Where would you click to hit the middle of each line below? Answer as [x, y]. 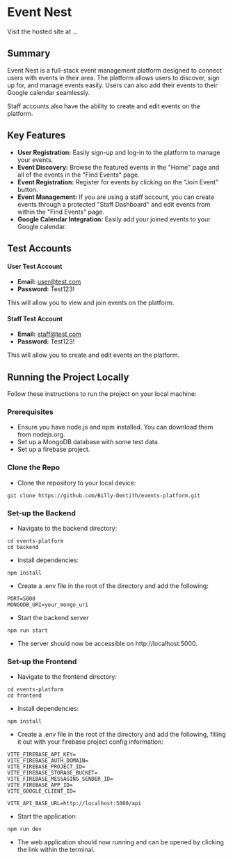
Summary [29, 53]
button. [27, 189]
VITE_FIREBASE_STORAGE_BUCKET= [53, 773]
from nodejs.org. [41, 434]
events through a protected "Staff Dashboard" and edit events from [114, 204]
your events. [35, 160]
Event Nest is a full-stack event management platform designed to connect [115, 70]
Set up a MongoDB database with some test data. [88, 442]
